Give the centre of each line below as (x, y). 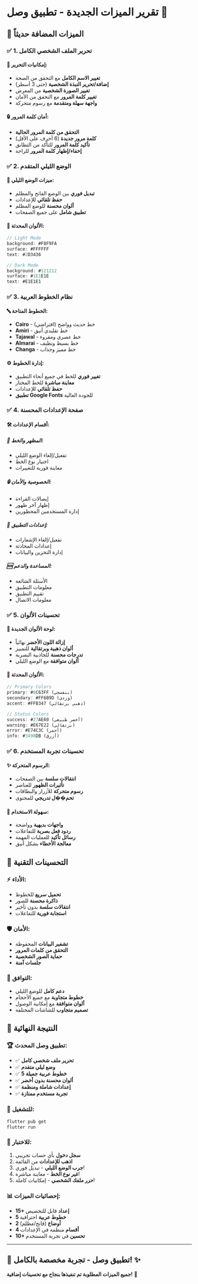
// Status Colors (28, 714)
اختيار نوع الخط (32, 461)
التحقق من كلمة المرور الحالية (47, 132)
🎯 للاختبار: (19, 1142)
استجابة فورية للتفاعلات (41, 913)
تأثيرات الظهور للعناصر (39, 785)
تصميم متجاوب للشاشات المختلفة (52, 1010)
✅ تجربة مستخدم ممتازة (41, 1093)
